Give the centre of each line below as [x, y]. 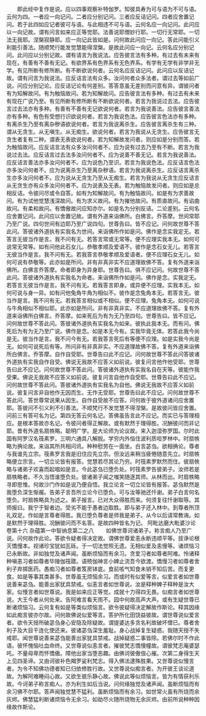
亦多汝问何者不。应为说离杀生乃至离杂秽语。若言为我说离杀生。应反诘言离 [100, 170]
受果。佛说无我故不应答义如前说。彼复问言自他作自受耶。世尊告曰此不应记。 [103, 377]
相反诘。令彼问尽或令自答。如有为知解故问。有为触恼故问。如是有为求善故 [100, 193]
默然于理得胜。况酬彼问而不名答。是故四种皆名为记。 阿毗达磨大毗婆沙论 [104, 523]
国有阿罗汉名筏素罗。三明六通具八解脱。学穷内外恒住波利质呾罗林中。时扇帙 [103, 438]
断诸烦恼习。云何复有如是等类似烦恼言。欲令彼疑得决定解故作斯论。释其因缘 [103, 607]
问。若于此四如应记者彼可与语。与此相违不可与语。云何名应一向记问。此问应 [103, 24]
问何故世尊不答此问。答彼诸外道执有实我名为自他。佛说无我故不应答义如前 [100, 385]
